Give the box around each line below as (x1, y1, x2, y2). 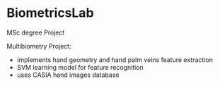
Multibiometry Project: (6, 42, 71, 50)
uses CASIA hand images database (16, 70, 120, 79)
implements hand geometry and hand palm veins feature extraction (16, 55, 213, 64)
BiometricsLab (6, 5, 94, 21)
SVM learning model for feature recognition (16, 63, 144, 71)
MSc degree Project (6, 28, 65, 37)
